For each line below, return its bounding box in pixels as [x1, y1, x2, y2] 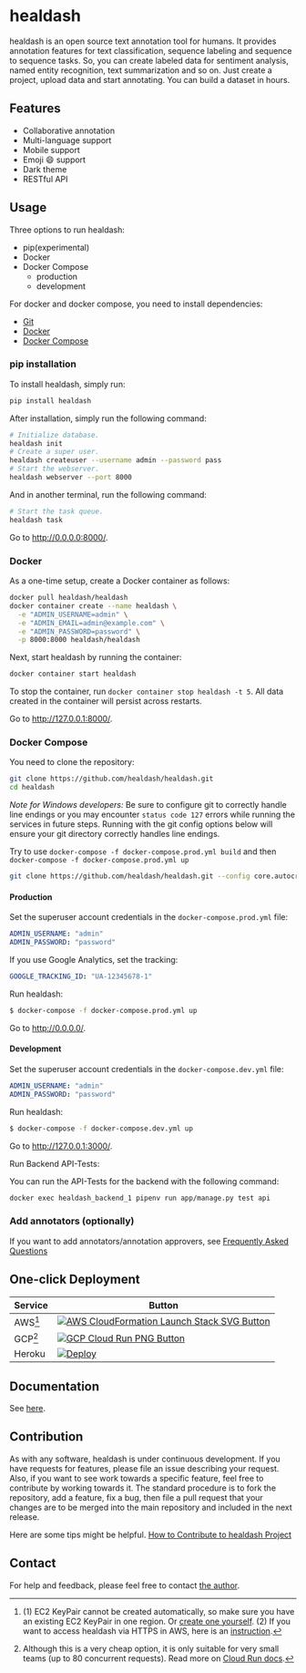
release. [9, 1511, 40, 1523]
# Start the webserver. [9, 464, 100, 474]
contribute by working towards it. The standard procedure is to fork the [9, 1482, 276, 1493]
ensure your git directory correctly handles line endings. [9, 829, 220, 840]
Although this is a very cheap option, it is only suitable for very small [22, 1643, 280, 1654]
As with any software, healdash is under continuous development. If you [9, 1453, 280, 1464]
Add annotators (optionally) [9, 1214, 135, 1227]
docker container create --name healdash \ [9, 601, 178, 611]
